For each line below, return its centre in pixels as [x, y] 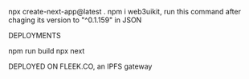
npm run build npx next [47, 51]
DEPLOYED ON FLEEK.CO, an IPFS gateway [80, 66]
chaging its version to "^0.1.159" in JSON [75, 20]
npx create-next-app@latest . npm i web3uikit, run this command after [124, 12]
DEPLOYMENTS [35, 36]
